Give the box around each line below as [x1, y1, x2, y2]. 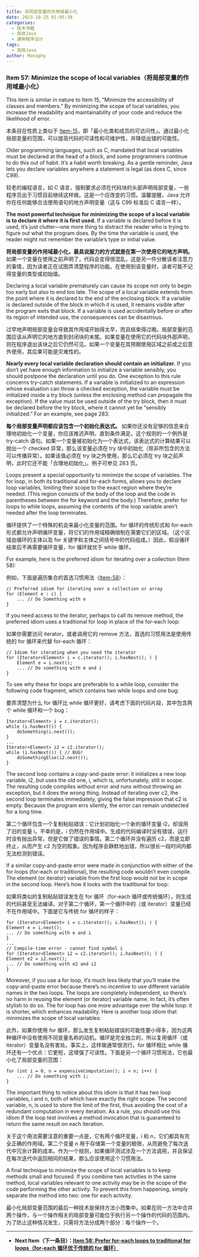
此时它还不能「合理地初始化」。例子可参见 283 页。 [16, 459, 141, 466]
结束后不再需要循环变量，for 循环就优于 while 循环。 [6, 543, 134, 551]
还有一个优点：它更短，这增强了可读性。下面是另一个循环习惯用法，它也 [11, 1048, 188, 1056]
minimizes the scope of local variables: [6, 1014, 101, 1021]
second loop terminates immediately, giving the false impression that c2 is [6, 795, 187, 802]
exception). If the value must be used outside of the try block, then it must [6, 398, 187, 405]
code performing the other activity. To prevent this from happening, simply [6, 1185, 188, 1192]
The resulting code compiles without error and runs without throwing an [6, 783, 182, 790]
